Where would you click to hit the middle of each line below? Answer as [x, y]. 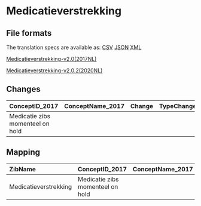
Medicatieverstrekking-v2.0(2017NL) [51, 59]
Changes [23, 89]
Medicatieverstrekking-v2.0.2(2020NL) [54, 70]
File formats [29, 33]
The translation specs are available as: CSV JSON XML [74, 47]
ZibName [22, 169]
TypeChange [178, 106]
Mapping [23, 153]
